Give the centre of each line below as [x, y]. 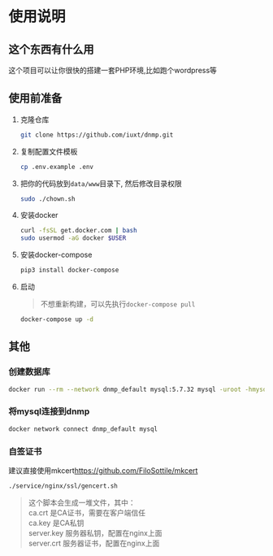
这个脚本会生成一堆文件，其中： [82, 502]
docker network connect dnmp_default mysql [83, 429]
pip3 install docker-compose [69, 270]
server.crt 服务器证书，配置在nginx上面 [94, 543]
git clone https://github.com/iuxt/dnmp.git [97, 135]
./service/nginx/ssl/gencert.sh [63, 486]
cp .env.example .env [56, 167]
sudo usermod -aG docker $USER [73, 238]
